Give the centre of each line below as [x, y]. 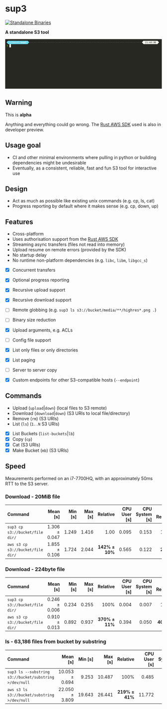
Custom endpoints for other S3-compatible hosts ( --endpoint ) [76, 380]
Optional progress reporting [41, 280]
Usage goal [23, 145]
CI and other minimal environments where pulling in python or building [84, 157]
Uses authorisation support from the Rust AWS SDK [65, 239]
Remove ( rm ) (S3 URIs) [35, 418]
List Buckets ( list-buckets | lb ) [43, 433]
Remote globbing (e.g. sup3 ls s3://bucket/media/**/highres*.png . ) [84, 310]
